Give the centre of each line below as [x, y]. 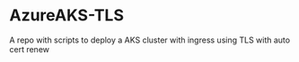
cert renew [30, 49]
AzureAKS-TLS [66, 15]
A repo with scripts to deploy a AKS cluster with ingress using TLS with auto [149, 40]
